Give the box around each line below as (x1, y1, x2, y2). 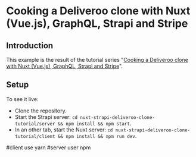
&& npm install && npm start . (57, 120, 132, 127)
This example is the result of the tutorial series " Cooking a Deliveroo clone (6, 56, 189, 63)
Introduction (6, 40, 54, 51)
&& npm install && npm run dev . (57, 132, 137, 139)
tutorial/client (14, 133, 55, 139)
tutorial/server (14, 121, 55, 127)
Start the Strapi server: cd (14, 113, 78, 120)
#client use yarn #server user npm (6, 144, 91, 151)
